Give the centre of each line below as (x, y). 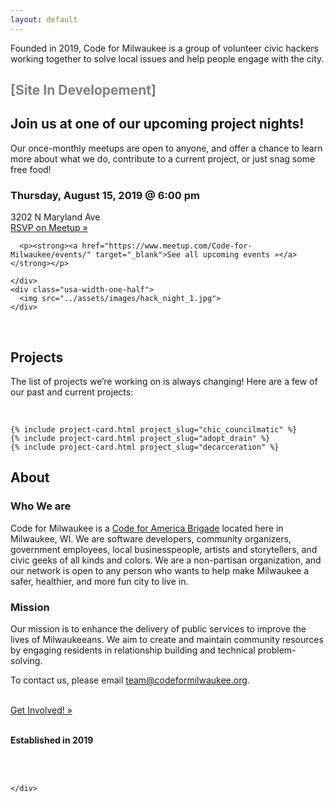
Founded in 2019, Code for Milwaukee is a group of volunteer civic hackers (164, 48)
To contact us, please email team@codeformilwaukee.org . (130, 680)
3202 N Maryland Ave (55, 217)
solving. (26, 660)
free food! (31, 169)
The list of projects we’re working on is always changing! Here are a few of (164, 381)
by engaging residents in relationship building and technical (133, 650)
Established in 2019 (52, 740)
